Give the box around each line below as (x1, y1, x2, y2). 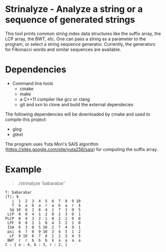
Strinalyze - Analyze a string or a (5, 3, 143, 15)
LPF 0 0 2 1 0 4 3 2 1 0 (7, 220, 81, 225)
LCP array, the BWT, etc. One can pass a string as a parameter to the (5, 36, 146, 42)
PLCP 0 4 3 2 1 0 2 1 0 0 (5, 216, 81, 221)
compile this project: (5, 116, 47, 123)
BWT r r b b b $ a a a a (7, 238, 81, 243)
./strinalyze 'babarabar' (17, 180, 65, 186)
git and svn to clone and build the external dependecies (19, 101, 134, 108)
